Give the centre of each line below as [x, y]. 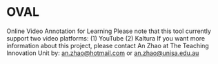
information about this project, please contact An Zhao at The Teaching [108, 45]
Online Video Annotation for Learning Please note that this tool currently [109, 31]
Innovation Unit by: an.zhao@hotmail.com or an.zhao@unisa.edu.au [103, 53]
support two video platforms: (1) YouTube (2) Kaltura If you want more [106, 38]
